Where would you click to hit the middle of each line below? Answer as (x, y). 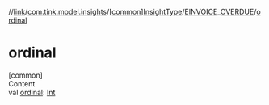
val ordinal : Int (32, 92)
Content (22, 83)
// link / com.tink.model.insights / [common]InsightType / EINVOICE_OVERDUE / (132, 12)
